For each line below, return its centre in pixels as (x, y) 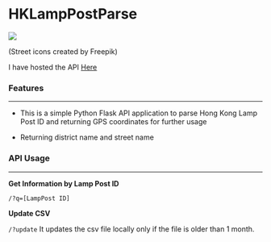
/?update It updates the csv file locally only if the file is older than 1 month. (131, 229)
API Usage (29, 158)
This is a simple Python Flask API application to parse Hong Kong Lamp (139, 113)
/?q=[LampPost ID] (39, 198)
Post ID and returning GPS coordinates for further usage (113, 122)
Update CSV (29, 213)
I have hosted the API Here (53, 67)
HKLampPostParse (73, 14)
